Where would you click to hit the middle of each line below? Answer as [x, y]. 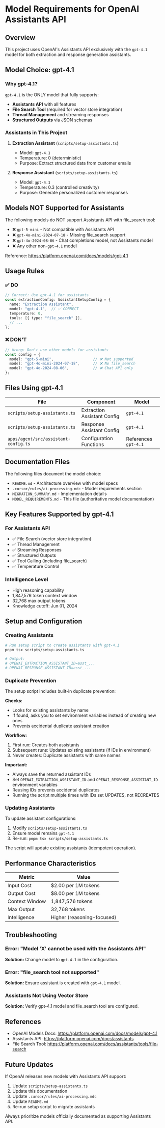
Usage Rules [25, 271]
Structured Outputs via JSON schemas [52, 120]
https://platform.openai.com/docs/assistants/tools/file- [103, 1044]
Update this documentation [40, 1091]
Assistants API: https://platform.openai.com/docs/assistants [73, 1039]
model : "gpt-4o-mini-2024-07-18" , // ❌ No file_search [73, 364]
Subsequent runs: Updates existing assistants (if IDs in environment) [82, 750]
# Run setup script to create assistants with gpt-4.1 [62, 645]
